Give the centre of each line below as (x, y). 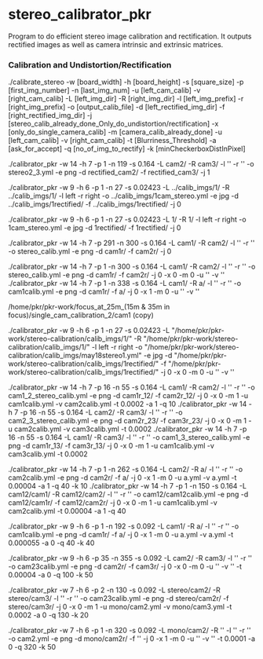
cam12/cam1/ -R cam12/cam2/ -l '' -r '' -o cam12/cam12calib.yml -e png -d (128, 494)
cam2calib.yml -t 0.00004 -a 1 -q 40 (67, 511)
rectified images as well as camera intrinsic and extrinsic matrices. (116, 44)
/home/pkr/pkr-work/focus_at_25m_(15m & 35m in (89, 307)
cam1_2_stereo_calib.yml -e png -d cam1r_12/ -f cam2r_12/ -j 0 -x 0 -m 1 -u (128, 396)
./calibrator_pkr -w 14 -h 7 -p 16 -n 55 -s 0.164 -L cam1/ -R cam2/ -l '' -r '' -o (131, 387)
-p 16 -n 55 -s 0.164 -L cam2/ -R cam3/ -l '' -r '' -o (101, 412)
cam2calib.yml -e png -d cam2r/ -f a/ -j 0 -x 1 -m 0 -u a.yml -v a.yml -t (122, 478)
